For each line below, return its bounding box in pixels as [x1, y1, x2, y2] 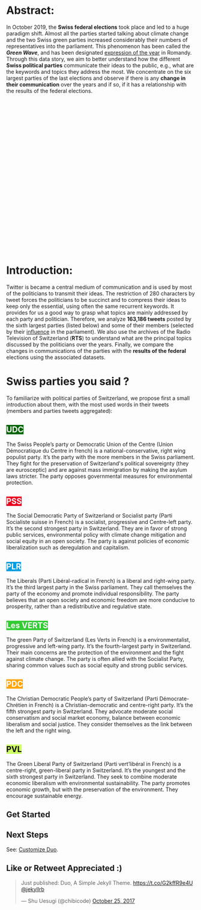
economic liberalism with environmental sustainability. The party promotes [6, 779, 190, 786]
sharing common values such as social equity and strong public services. [6, 661, 188, 669]
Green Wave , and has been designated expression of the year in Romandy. [6, 49, 192, 56]
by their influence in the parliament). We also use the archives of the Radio [6, 328, 191, 335]
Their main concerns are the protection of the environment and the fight [6, 649, 184, 656]
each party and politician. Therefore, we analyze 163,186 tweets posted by [6, 315, 192, 322]
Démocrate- [159, 695, 190, 702]
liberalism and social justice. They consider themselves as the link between [6, 720, 193, 728]
